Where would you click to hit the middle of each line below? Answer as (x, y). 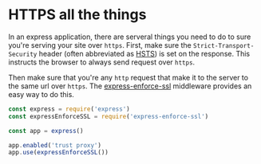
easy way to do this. (41, 94)
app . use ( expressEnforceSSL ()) (59, 153)
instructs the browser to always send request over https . (102, 62)
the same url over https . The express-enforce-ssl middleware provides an (130, 86)
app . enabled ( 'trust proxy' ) (55, 145)
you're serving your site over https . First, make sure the (100, 45)
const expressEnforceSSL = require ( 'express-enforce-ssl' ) (109, 116)
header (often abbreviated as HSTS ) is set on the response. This (144, 53)
